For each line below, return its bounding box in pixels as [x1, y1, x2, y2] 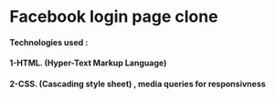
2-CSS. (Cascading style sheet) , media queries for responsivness [9, 78, 267, 89]
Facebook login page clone [9, 6, 218, 27]
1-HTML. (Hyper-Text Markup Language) [9, 57, 167, 69]
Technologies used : [9, 36, 89, 47]
